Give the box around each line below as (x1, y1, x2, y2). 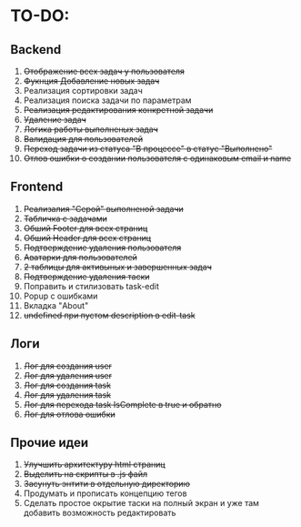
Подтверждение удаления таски (23, 270, 150, 282)
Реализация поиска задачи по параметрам (23, 95, 192, 106)
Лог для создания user (23, 360, 113, 371)
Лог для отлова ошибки (23, 409, 116, 420)
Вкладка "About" (23, 299, 89, 310)
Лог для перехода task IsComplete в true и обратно (23, 399, 222, 410)
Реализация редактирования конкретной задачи (23, 105, 214, 115)
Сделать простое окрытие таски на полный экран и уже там (23, 498, 260, 509)
